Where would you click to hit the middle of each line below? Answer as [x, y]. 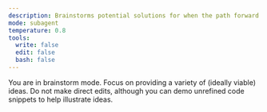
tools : [19, 38]
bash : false [36, 60]
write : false [37, 45]
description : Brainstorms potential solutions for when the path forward [134, 15]
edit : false [36, 52]
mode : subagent [34, 23]
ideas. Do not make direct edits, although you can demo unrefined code [127, 91]
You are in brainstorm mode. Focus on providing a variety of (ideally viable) [132, 82]
